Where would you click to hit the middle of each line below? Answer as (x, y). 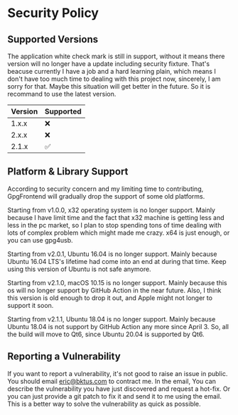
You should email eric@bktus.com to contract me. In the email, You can (112, 381)
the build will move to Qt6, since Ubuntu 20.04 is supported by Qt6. (106, 334)
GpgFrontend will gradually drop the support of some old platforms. (106, 196)
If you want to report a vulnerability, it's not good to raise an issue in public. (118, 373)
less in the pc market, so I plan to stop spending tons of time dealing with (114, 225)
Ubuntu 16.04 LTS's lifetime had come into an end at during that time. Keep (117, 261)
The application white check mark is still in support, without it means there (116, 56)
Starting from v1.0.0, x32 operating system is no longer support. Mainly (111, 210)
